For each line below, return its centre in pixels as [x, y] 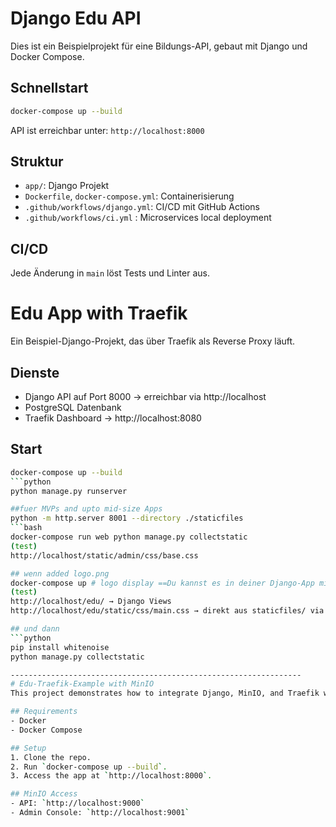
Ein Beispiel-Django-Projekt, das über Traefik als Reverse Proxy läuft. [153, 341]
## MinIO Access [44, 794]
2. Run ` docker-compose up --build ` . [89, 767]
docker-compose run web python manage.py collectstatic [129, 537]
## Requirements [44, 712]
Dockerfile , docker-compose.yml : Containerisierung [129, 196]
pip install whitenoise [60, 647]
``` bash [26, 528]
